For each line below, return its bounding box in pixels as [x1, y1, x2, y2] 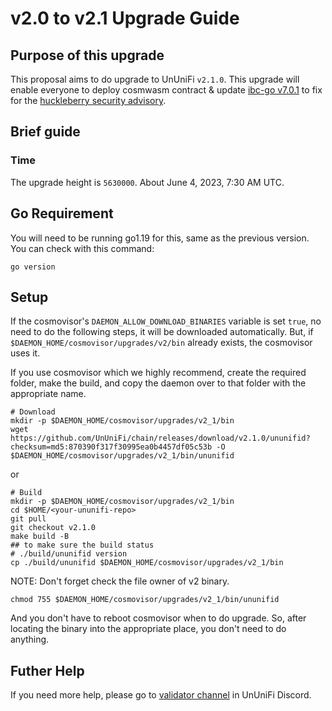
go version [10, 262, 56, 272]
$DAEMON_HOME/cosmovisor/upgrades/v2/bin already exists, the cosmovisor [10, 337, 313, 349]
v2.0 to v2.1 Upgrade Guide [10, 7, 240, 30]
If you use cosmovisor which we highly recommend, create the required [10, 367, 307, 379]
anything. [10, 633, 50, 646]
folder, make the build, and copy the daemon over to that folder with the [10, 377, 307, 389]
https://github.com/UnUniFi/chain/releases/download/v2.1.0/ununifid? [10, 433, 311, 444]
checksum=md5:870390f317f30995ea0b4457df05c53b [10, 442, 213, 452]
